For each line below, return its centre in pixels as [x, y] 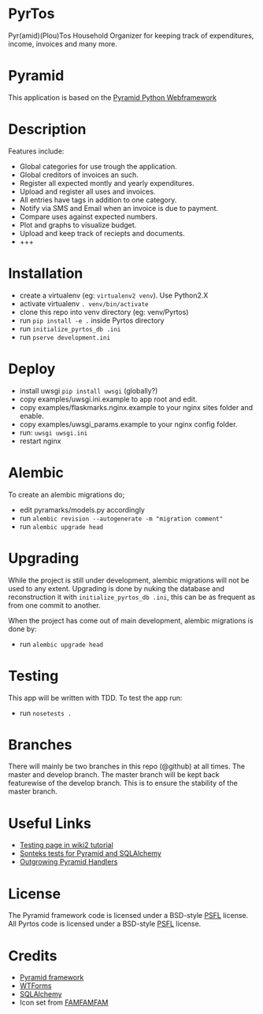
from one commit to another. [54, 605]
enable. [32, 416]
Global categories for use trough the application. [98, 166]
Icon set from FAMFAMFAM [64, 1003]
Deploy [32, 369]
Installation [46, 273]
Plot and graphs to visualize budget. [78, 224]
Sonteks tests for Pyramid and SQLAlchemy [90, 853]
